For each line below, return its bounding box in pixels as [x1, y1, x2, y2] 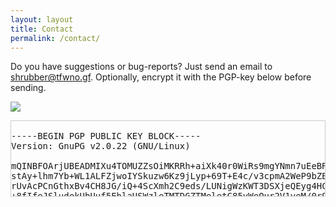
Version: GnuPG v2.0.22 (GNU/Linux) [11, 141, 191, 152]
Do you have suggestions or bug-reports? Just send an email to [10, 61, 273, 73]
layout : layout [10, 14, 74, 25]
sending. [10, 82, 47, 94]
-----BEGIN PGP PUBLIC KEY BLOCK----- [11, 131, 202, 142]
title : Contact [10, 24, 74, 34]
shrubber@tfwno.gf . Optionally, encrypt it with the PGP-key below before [10, 71, 312, 83]
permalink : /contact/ [10, 33, 101, 43]
